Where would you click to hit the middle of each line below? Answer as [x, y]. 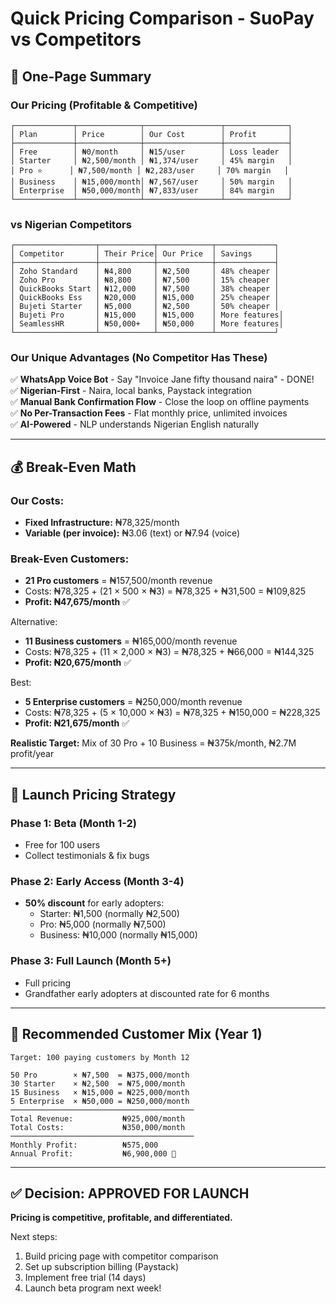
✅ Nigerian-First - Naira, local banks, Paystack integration [131, 391]
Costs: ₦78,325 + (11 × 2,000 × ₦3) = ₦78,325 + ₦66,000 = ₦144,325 [169, 652]
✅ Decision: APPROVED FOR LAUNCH [130, 1193]
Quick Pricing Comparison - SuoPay [162, 18]
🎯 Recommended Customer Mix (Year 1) [136, 1034]
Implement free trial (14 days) [85, 1278]
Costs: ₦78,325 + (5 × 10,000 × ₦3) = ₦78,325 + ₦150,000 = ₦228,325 [172, 713]
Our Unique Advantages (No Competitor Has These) [139, 358]
